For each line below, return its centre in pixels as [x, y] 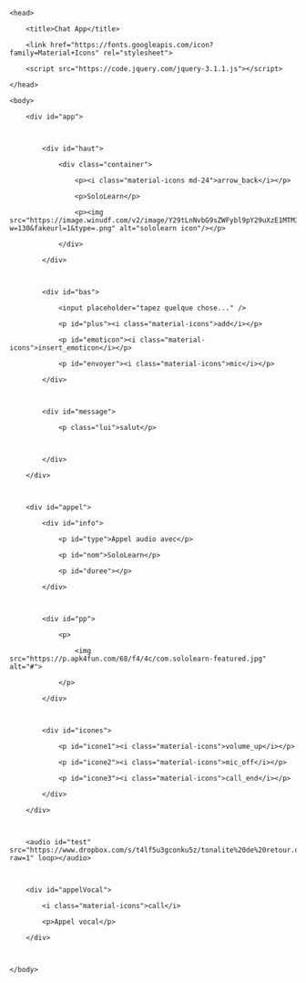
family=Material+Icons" [55, 53]
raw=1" [22, 858]
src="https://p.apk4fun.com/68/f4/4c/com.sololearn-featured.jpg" [138, 659]
